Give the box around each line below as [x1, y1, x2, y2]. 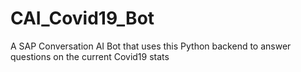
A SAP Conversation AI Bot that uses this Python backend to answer [10, 40, 292, 52]
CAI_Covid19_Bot [10, 7, 155, 30]
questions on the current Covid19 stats [10, 50, 170, 62]
